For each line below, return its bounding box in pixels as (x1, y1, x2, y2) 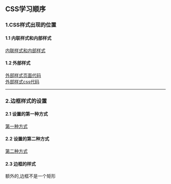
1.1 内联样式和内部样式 (5, 35, 52, 41)
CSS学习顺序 (5, 5, 46, 14)
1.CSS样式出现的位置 (5, 21, 56, 29)
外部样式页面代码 (5, 72, 41, 78)
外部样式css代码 (5, 78, 40, 85)
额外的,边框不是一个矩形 (5, 173, 56, 179)
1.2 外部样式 (5, 60, 31, 66)
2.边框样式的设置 (5, 97, 47, 104)
